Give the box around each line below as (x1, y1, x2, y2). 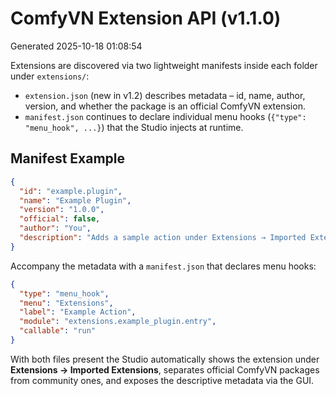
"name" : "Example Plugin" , (19, 195, 132, 206)
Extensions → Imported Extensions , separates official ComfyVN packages (10, 363, 320, 376)
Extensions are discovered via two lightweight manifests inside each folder (10, 59, 318, 71)
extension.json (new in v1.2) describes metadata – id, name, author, (24, 89, 306, 101)
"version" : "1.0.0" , (19, 205, 105, 215)
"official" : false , (19, 214, 101, 224)
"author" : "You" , (19, 223, 92, 234)
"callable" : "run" (19, 326, 97, 336)
